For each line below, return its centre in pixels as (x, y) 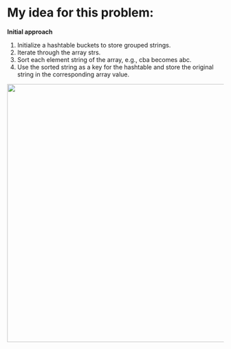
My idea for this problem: (80, 13)
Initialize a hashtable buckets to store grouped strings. (94, 45)
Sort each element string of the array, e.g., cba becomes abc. (104, 59)
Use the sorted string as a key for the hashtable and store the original (115, 67)
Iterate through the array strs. (59, 52)
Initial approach (30, 32)
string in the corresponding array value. (73, 74)
